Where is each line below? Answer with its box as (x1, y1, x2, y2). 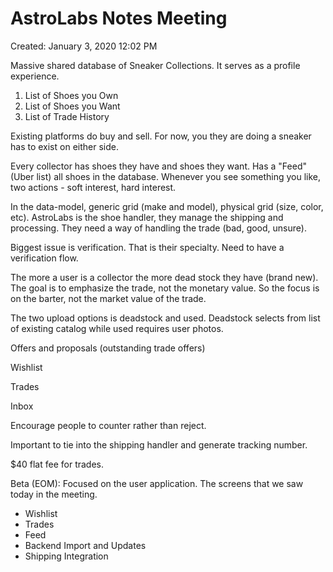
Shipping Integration (24, 550, 109, 562)
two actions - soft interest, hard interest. (10, 181, 177, 193)
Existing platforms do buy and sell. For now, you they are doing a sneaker (10, 130, 312, 142)
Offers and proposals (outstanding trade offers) (10, 342, 206, 354)
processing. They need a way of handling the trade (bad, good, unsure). (10, 222, 307, 234)
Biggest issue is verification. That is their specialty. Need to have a (10, 241, 285, 253)
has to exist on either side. (10, 140, 119, 152)
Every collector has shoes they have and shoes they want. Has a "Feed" (10, 160, 307, 172)
